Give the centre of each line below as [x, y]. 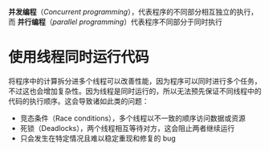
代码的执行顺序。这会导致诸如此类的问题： [79, 101]
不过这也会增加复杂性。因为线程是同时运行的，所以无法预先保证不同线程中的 [135, 91]
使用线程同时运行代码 [79, 57]
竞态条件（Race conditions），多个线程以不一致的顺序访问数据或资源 [133, 118]
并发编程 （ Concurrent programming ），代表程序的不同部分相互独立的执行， [133, 12]
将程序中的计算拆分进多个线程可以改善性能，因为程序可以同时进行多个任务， [135, 81]
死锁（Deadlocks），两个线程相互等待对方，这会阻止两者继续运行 [127, 128]
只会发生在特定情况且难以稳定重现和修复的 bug [98, 138]
